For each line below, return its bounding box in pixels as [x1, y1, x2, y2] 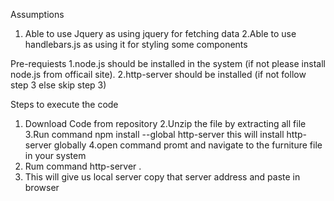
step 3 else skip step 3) [10, 79, 107, 91]
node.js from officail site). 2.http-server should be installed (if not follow [10, 69, 307, 80]
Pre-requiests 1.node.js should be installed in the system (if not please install [10, 58, 326, 69]
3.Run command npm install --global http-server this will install [24, 129, 285, 140]
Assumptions [10, 9, 65, 20]
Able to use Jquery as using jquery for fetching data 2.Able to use [24, 28, 297, 39]
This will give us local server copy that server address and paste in [24, 171, 301, 183]
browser [24, 182, 60, 193]
